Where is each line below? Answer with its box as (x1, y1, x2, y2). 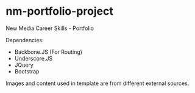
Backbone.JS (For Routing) (14, 48, 83, 56)
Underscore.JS (14, 54, 53, 62)
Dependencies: (5, 36, 44, 43)
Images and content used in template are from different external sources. (5, 80, 190, 87)
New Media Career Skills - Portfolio (5, 24, 94, 32)
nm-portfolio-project (5, 4, 113, 18)
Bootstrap (14, 67, 40, 75)
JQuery (14, 61, 34, 69)
